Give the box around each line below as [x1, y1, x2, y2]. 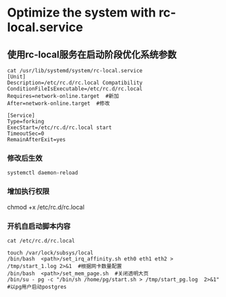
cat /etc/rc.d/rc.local [7, 237, 76, 244]
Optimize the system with [7, 5, 157, 21]
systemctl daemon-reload [7, 170, 78, 176]
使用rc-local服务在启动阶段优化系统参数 [7, 48, 177, 60]
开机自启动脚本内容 [7, 221, 71, 231]
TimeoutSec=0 [7, 130, 45, 137]
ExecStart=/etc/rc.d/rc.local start [7, 124, 112, 131]
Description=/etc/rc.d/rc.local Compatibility [7, 79, 143, 86]
